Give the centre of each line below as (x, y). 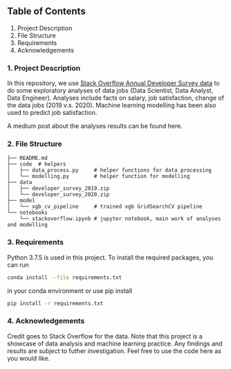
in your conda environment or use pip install (70, 291)
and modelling (28, 225)
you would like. (29, 358)
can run (18, 264)
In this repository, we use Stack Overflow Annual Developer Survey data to (113, 83)
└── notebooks (28, 213)
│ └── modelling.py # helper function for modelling (99, 177)
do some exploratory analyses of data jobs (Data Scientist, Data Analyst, (110, 91)
